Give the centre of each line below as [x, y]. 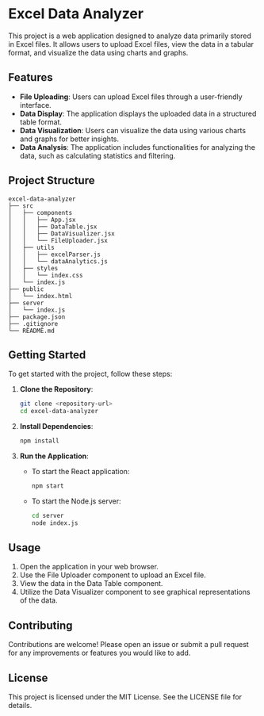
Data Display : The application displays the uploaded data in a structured [138, 113]
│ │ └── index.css [46, 275]
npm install [39, 441]
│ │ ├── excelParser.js [55, 255]
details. [20, 706]
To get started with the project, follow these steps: [90, 374]
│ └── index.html [40, 296]
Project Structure [52, 180]
